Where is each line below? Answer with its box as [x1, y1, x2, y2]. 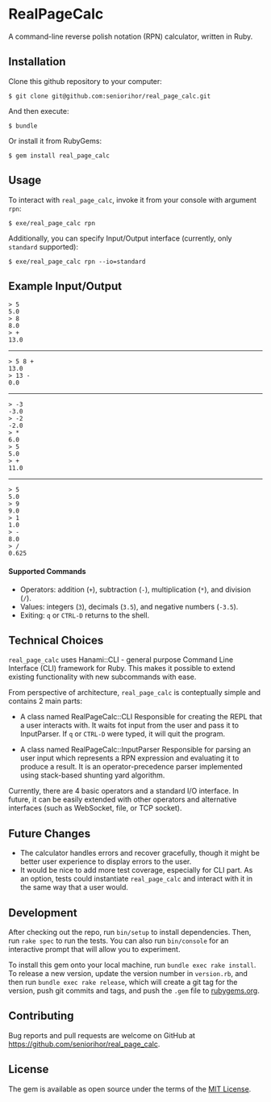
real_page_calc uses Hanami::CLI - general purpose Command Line [8, 655, 234, 664]
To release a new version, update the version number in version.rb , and [8, 969, 248, 978]
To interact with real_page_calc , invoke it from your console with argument [8, 195, 256, 204]
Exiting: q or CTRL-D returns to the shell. [19, 610, 150, 620]
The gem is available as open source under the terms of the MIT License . [8, 1083, 252, 1094]
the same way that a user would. [19, 882, 129, 892]
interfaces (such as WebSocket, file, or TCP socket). [8, 803, 182, 813]
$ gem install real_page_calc [8, 151, 110, 160]
